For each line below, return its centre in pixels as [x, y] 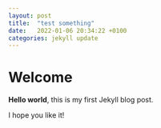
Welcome [40, 78]
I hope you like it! [36, 115]
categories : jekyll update [53, 38]
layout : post [30, 16]
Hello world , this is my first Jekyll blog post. [81, 100]
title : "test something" [51, 23]
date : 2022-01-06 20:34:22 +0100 [68, 30]
